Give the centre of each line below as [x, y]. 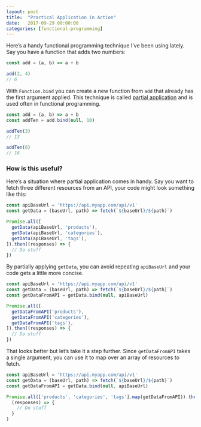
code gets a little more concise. [45, 273]
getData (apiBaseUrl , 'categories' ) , [57, 233]
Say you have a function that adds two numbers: [66, 52]
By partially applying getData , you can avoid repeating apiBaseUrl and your [98, 267]
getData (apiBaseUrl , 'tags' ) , [49, 238]
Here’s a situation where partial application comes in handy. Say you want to [100, 181]
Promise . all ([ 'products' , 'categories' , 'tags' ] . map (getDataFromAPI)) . [97, 397]
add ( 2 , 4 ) [19, 74]
